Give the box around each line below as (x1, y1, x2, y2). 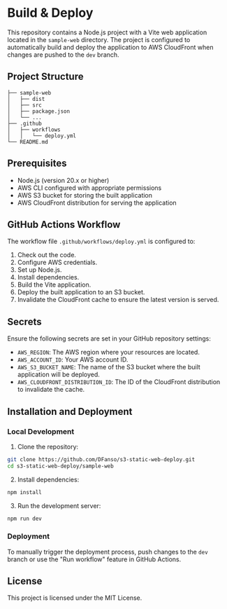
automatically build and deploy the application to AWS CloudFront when (7, 43, 214, 51)
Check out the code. (17, 251, 77, 259)
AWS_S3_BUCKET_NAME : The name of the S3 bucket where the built (17, 363, 200, 371)
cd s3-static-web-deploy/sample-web (7, 463, 114, 470)
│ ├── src (7, 102, 42, 109)
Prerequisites (7, 158, 67, 170)
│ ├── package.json (7, 107, 71, 115)
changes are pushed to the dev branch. (7, 50, 120, 59)
